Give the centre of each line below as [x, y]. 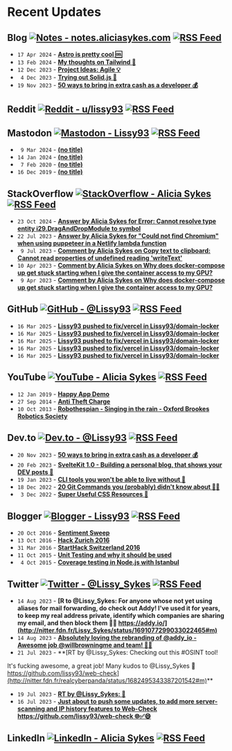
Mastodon [30, 133]
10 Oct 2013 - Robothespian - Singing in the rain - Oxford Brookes [113, 408]
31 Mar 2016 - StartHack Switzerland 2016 [79, 548]
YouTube [27, 378]
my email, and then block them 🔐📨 [67, 623]
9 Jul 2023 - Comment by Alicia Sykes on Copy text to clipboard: [116, 251]
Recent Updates [54, 12]
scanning [31, 709]
